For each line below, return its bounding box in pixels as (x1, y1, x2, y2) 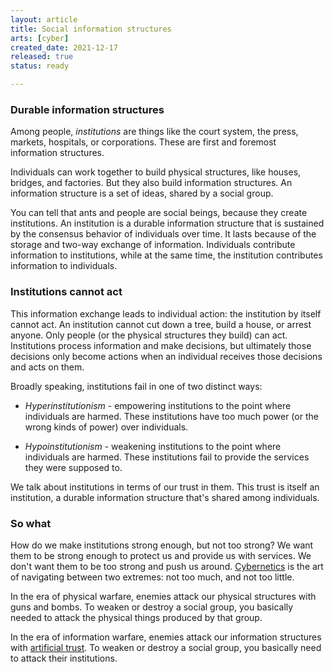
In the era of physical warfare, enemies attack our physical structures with (10, 590, 317, 602)
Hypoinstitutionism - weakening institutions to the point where (24, 440, 282, 452)
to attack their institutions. (10, 652, 118, 664)
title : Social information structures (10, 24, 172, 34)
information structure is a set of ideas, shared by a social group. (10, 187, 274, 200)
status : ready (10, 61, 70, 71)
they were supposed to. (24, 461, 123, 473)
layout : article (10, 14, 78, 25)
